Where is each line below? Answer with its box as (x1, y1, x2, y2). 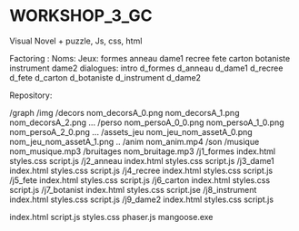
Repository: (9, 90, 53, 101)
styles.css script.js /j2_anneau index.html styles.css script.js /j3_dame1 (9, 155, 274, 166)
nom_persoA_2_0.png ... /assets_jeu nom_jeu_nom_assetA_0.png (9, 126, 253, 137)
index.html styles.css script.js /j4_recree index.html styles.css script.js (9, 165, 274, 176)
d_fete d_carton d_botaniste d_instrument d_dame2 (9, 72, 202, 82)
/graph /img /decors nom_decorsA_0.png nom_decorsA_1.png (9, 107, 240, 118)
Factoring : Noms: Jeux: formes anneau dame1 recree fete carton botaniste (9, 53, 291, 63)
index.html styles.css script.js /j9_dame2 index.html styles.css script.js (9, 194, 274, 205)
